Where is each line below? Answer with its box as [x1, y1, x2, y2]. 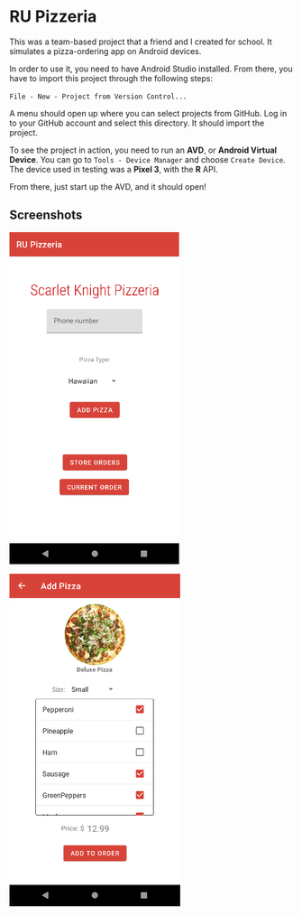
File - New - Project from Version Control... [9, 92, 188, 101]
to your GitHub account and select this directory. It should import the [9, 117, 265, 128]
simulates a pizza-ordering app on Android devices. [9, 45, 202, 56]
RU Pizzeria [9, 6, 97, 27]
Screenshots [9, 208, 83, 223]
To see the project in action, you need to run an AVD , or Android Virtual [9, 145, 278, 155]
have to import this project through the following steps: [9, 72, 214, 83]
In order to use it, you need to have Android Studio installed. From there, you [9, 63, 293, 74]
